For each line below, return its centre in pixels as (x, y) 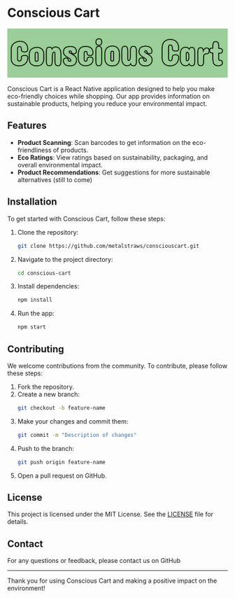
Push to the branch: (46, 448)
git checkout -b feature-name (62, 408)
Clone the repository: (48, 232)
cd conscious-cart (44, 273)
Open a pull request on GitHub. (62, 475)
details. (18, 522)
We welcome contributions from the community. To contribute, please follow (117, 366)
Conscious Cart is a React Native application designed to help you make (111, 89)
